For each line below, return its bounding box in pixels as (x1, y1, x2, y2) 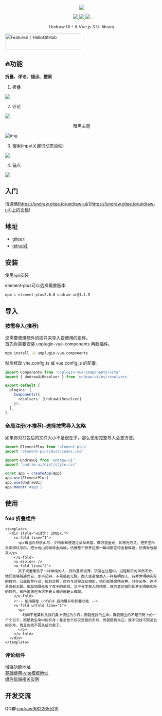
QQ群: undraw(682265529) (5, 705, 59, 711)
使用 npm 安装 (5, 272, 29, 278)
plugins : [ (9, 388, 32, 393)
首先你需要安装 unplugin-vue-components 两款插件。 (5, 341, 113, 347)
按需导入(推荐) (5, 323, 39, 330)
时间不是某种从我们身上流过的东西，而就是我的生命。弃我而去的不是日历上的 (22, 612, 153, 617)
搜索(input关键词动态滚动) (12, 143, 64, 149)
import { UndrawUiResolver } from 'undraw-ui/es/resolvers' (5, 374, 130, 379)
